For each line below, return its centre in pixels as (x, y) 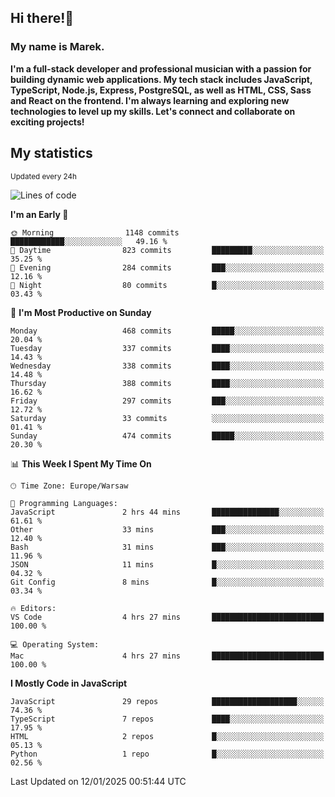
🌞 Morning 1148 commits (95, 232)
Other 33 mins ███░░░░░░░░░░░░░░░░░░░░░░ (167, 529)
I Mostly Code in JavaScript (69, 683)
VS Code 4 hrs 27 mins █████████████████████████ (167, 617)
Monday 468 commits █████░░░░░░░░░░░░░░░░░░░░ (167, 331)
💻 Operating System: (55, 644)
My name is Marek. (57, 47)
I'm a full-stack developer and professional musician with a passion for (161, 68)
